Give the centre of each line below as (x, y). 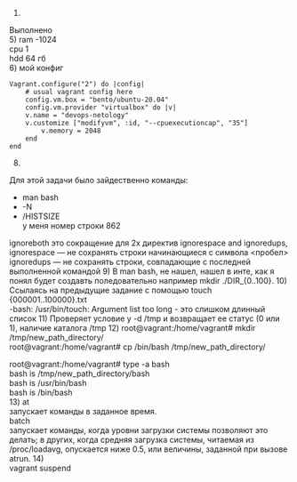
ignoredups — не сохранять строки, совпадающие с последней (130, 262)
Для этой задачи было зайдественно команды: (99, 180)
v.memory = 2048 (71, 131)
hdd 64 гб (28, 58)
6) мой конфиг (36, 68)
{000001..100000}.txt (48, 300)
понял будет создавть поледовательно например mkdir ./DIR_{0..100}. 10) (148, 281)
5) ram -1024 (33, 40)
